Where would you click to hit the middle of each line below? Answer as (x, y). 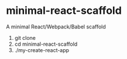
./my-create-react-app (42, 50)
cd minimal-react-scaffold (46, 44)
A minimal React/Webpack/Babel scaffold (56, 27)
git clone (25, 38)
